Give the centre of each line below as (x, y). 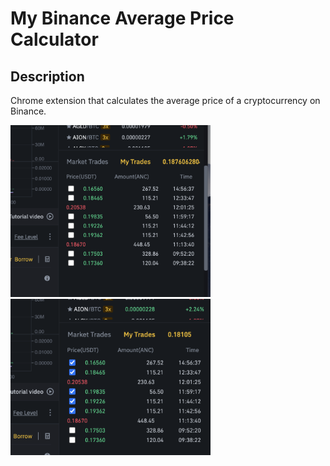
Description (47, 76)
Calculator (54, 39)
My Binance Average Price (122, 18)
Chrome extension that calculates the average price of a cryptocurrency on (165, 100)
